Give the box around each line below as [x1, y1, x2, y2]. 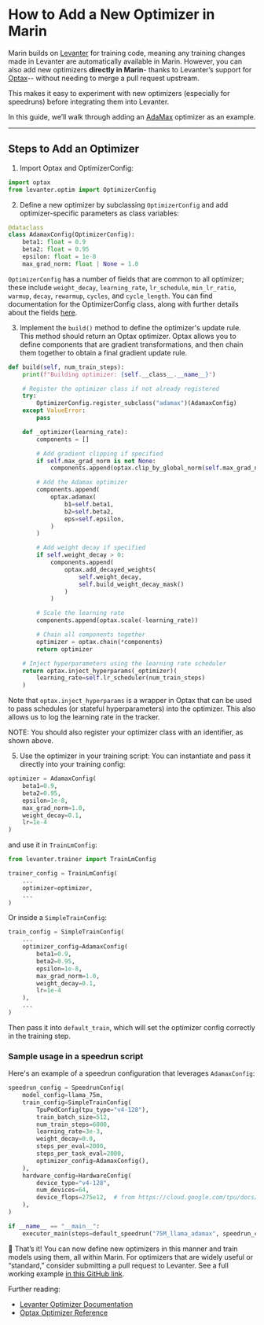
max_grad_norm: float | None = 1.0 [22, 259, 139, 268]
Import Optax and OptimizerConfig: [19, 163, 134, 172]
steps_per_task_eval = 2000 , [36, 1150, 125, 1158]
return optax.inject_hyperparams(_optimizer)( [22, 667, 178, 675]
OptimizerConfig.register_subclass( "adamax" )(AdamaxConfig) [36, 399, 237, 407]
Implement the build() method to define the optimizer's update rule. [19, 322, 241, 332]
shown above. [8, 736, 53, 745]
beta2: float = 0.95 [22, 245, 90, 253]
